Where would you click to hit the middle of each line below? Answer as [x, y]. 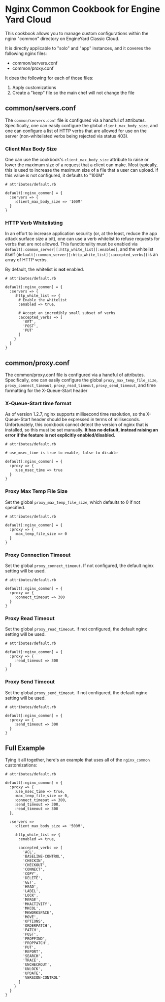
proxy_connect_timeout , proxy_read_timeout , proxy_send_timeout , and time [81, 385]
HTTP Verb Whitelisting [34, 223]
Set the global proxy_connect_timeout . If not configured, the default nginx [80, 566]
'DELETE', [33, 878]
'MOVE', [31, 917]
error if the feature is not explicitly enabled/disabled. [60, 435]
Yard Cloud [28, 20]
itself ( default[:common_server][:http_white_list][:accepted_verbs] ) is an [82, 255]
